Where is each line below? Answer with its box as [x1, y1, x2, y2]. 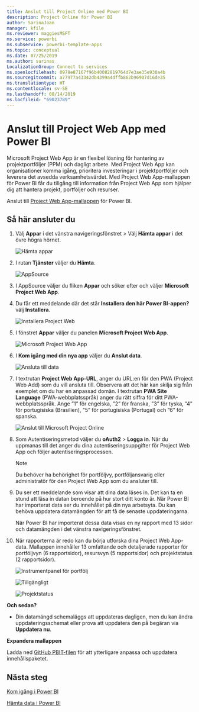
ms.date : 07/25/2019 [6, 53, 58, 59]
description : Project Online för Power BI [6, 14, 113, 20]
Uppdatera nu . [15, 626, 52, 633]
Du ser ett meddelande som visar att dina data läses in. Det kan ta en [15, 489, 183, 496]
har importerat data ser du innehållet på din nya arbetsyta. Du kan [15, 501, 176, 509]
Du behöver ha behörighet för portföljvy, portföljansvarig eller [15, 471, 165, 478]
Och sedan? [6, 602, 37, 609]
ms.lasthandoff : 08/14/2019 [6, 91, 76, 97]
